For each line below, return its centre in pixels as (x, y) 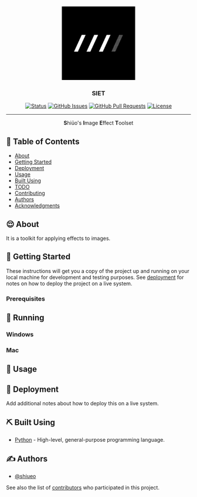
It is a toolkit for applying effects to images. (58, 238)
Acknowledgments (37, 206)
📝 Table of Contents (43, 141)
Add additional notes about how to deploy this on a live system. (83, 403)
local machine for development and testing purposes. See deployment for (95, 277)
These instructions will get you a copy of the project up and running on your (98, 271)
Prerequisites (26, 299)
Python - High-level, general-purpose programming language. (90, 439)
